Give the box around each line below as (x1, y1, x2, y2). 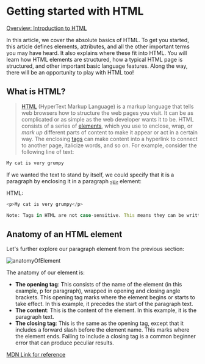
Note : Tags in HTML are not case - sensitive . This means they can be (6, 212, 184, 218)
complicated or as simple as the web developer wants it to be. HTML (21, 115, 194, 123)
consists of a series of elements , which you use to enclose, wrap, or (21, 122, 193, 129)
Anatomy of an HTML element (6, 229, 123, 239)
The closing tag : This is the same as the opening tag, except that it (15, 319, 184, 327)
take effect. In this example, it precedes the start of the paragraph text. (15, 300, 193, 308)
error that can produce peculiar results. (15, 339, 114, 346)
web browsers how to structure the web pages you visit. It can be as (21, 109, 194, 117)
